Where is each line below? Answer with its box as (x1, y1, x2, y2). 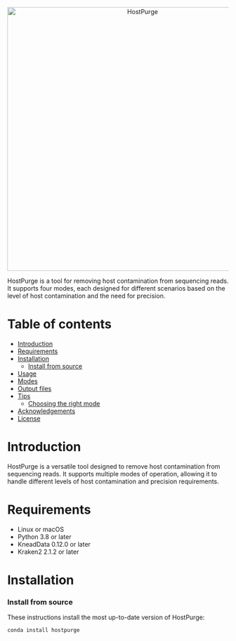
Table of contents (7, 317, 112, 332)
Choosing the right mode (27, 399, 100, 407)
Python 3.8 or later (17, 532, 72, 541)
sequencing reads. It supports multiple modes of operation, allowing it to (7, 469, 218, 478)
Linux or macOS (17, 525, 65, 533)
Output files (17, 384, 52, 393)
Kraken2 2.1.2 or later (17, 547, 79, 556)
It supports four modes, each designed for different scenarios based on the (7, 284, 226, 292)
